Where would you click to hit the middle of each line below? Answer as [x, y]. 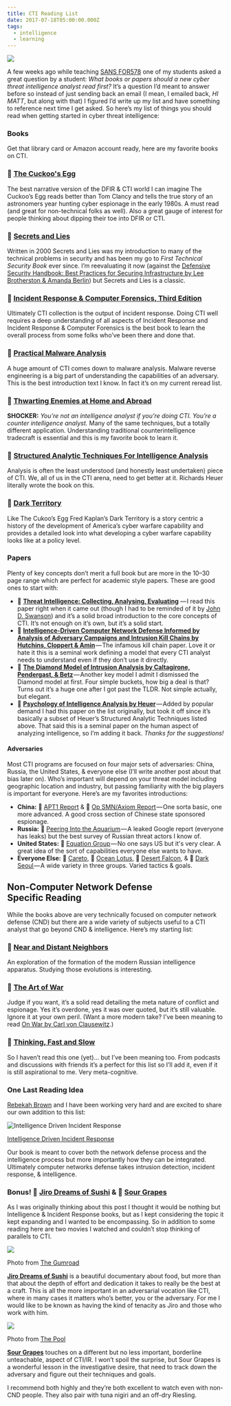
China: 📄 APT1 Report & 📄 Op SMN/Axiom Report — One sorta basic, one [119, 807]
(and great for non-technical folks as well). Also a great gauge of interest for [115, 210]
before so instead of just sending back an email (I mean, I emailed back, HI [113, 94]
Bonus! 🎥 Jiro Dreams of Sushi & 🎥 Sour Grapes [87, 1192]
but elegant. [34, 696]
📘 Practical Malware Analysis [57, 353]
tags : [15, 26]
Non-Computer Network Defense [80, 887]
